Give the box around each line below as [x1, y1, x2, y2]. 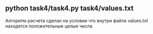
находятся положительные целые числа [5, 23, 93, 29]
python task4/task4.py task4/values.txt [5, 4, 134, 13]
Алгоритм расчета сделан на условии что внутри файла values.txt [5, 17, 148, 23]
